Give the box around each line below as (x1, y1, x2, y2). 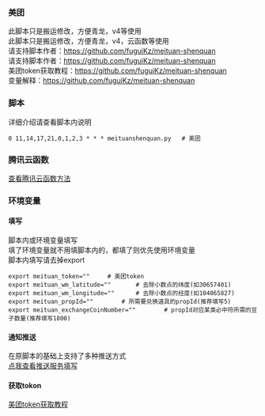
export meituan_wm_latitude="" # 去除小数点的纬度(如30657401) (8, 281, 232, 289)
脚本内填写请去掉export (8, 255, 85, 265)
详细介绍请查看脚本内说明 (8, 117, 92, 127)
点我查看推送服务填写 (8, 361, 78, 371)
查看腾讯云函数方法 (8, 173, 71, 183)
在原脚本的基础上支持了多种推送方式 (8, 351, 127, 361)
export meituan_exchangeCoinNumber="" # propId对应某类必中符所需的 (8, 306, 252, 314)
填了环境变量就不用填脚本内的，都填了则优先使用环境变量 (8, 245, 195, 255)
